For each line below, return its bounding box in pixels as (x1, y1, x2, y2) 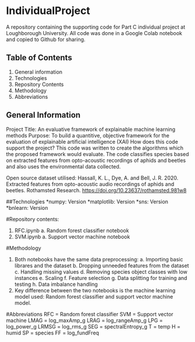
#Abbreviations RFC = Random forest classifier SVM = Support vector (6, 310, 173, 317)
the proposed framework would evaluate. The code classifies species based (6, 150, 189, 157)
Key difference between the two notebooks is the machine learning (14, 286, 176, 293)
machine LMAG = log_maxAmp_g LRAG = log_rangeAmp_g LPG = (6, 317, 163, 324)
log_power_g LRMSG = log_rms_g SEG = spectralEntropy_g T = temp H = (6, 323, 180, 330)
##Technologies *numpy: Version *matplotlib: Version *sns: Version (6, 198, 169, 205)
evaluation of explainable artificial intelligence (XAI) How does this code (6, 138, 179, 145)
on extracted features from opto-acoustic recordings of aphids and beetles (6, 157, 186, 164)
